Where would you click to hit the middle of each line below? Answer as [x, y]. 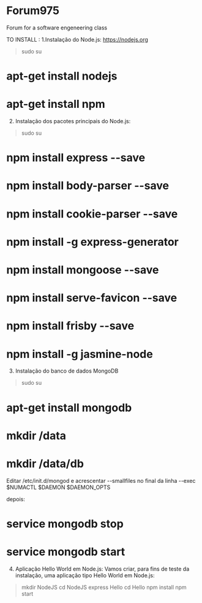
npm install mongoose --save [83, 270]
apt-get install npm [56, 104]
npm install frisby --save [70, 326]
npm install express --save [76, 158]
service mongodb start [66, 552]
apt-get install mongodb [69, 408]
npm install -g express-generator [93, 242]
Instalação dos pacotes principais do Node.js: [73, 121]
